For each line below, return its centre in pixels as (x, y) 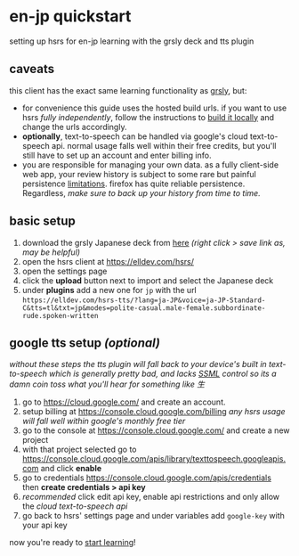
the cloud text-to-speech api (75, 506)
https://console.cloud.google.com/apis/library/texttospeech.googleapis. (154, 459)
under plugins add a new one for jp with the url (109, 290)
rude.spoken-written (60, 315)
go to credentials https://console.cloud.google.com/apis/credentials (146, 478)
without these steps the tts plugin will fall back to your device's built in (138, 364)
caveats (32, 69)
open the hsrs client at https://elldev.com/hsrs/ (108, 261)
